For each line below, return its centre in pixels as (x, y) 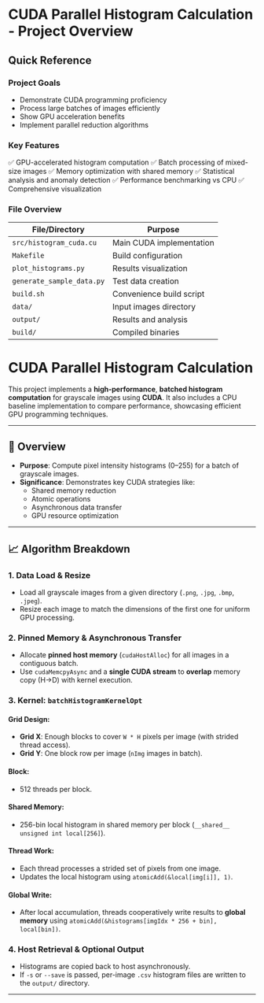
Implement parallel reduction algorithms (84, 124)
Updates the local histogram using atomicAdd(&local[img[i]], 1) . (126, 876)
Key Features (34, 145)
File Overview (35, 209)
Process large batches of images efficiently (90, 108)
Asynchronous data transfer (77, 507)
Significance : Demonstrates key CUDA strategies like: (107, 483)
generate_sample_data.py (59, 281)
